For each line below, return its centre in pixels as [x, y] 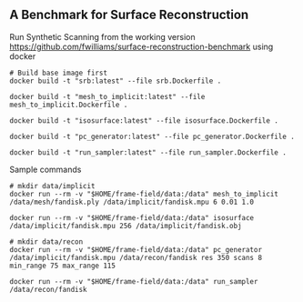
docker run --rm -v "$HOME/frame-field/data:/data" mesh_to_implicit [144, 194]
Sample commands [45, 169]
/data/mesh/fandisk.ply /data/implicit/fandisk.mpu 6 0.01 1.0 [132, 202]
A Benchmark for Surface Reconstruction [129, 15]
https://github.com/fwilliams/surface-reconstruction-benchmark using [141, 46]
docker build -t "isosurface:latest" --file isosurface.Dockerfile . [144, 121]
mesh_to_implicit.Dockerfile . [69, 105]
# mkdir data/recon [46, 242]
